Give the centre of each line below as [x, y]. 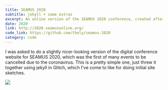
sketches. [15, 73]
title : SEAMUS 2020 [25, 10]
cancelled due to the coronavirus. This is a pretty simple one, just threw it [81, 62]
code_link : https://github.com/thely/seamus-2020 [58, 33]
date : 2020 [16, 24]
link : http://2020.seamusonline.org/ [44, 28]
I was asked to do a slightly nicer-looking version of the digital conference [81, 51]
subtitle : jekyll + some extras [39, 14]
